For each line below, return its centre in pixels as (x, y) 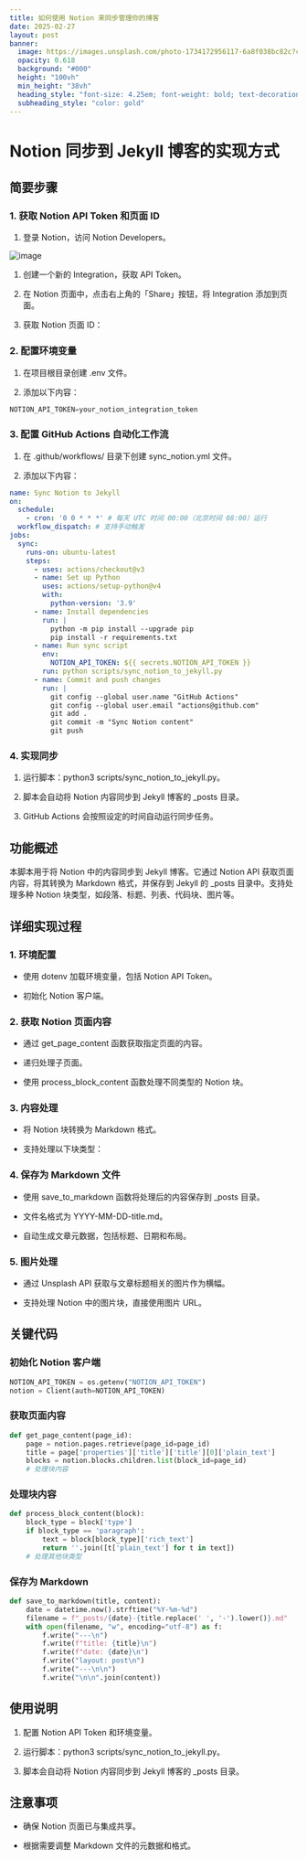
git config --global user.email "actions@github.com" (154, 705)
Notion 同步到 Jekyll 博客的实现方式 (145, 151)
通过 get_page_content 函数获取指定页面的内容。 (115, 1043)
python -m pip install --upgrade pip (122, 629)
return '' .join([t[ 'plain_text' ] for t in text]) (138, 1548)
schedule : (36, 510)
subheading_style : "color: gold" (81, 103)
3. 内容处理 (34, 1108)
